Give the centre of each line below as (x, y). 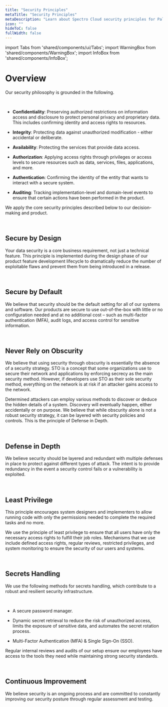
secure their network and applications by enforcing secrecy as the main (79, 374)
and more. (23, 167)
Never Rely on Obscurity (44, 351)
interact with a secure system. (43, 183)
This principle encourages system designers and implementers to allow (79, 512)
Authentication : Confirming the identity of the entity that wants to (80, 177)
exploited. (15, 475)
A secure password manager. (43, 611)
